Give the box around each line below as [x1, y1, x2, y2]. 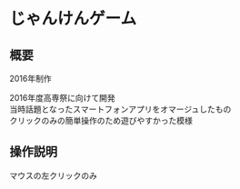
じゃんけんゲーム [9, 8, 137, 29]
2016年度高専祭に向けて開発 [9, 93, 115, 103]
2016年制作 [9, 74, 52, 84]
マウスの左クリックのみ [9, 170, 97, 181]
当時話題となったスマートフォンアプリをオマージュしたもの [9, 104, 232, 114]
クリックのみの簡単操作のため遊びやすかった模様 [9, 115, 193, 125]
